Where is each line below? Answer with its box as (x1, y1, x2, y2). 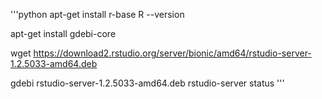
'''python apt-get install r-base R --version (10, 9, 185, 20)
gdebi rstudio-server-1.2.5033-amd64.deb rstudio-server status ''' (10, 77, 285, 89)
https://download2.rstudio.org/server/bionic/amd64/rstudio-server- (33, 47, 312, 59)
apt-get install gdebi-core (10, 28, 117, 39)
